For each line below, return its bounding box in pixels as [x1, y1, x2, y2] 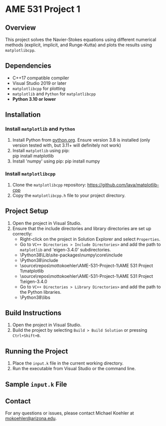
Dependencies [5, 61, 51, 70]
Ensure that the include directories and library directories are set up [12, 225, 152, 231]
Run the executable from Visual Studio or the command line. [12, 366, 136, 372]
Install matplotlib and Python [5, 126, 75, 133]
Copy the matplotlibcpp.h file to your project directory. [12, 192, 126, 198]
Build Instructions [5, 309, 62, 317]
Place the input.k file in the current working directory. [12, 360, 124, 366]
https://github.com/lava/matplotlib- [87, 182, 160, 188]
